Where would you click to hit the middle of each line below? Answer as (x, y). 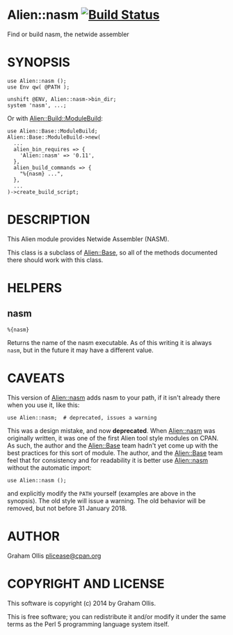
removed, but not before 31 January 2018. (67, 508)
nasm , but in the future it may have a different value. (81, 350)
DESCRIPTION (49, 220)
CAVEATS (36, 378)
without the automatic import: (49, 468)
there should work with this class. (55, 260)
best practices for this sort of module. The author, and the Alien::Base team (115, 452)
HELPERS (35, 288)
